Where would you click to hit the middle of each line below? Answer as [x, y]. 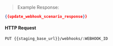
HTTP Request [20, 28]
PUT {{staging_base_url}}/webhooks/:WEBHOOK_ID [56, 39]
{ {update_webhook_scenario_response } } [46, 17]
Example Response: [38, 7]
